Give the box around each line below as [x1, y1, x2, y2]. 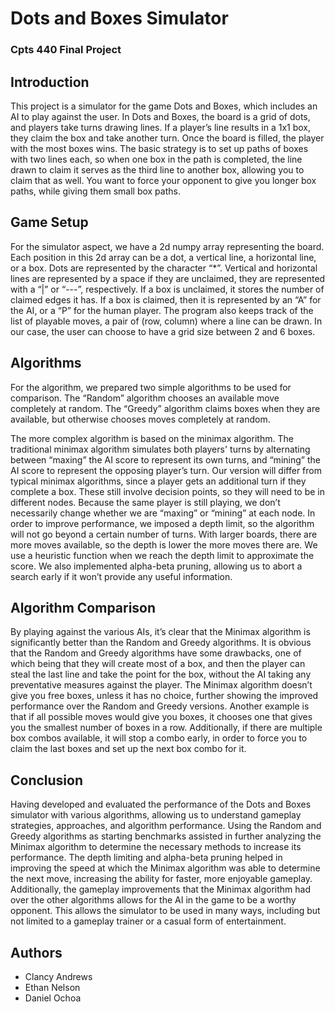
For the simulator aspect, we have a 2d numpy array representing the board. [10, 240, 325, 252]
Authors [10, 944, 63, 961]
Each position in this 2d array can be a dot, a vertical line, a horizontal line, [10, 251, 317, 263]
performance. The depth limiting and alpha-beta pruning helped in [10, 852, 283, 864]
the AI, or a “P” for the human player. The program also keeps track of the [10, 304, 314, 316]
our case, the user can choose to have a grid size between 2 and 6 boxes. [10, 325, 316, 337]
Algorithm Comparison [10, 599, 157, 616]
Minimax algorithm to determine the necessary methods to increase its [10, 841, 302, 853]
